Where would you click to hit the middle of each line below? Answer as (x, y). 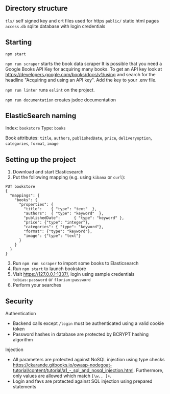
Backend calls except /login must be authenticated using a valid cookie (88, 323)
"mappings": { (25, 196)
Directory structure (37, 8)
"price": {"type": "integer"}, (57, 223)
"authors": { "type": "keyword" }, (64, 214)
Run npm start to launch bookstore (49, 269)
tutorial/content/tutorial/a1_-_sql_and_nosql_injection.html (73, 370)
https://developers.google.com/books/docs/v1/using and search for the (80, 74)
